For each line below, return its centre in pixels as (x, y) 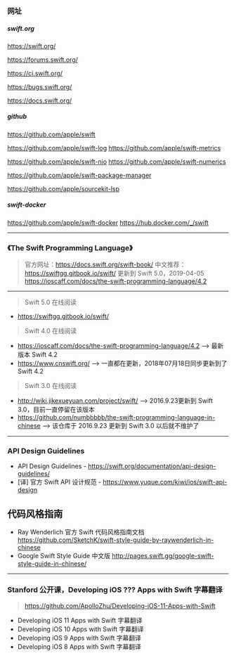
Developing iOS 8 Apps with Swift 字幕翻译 (79, 646)
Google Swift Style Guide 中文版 (64, 556)
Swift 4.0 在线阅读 (51, 331)
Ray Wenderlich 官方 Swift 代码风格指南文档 (81, 532)
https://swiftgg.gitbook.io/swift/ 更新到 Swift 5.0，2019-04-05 (114, 273)
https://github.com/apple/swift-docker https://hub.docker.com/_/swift (108, 222)
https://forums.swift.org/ (43, 59)
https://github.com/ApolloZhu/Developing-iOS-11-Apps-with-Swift (120, 605)
